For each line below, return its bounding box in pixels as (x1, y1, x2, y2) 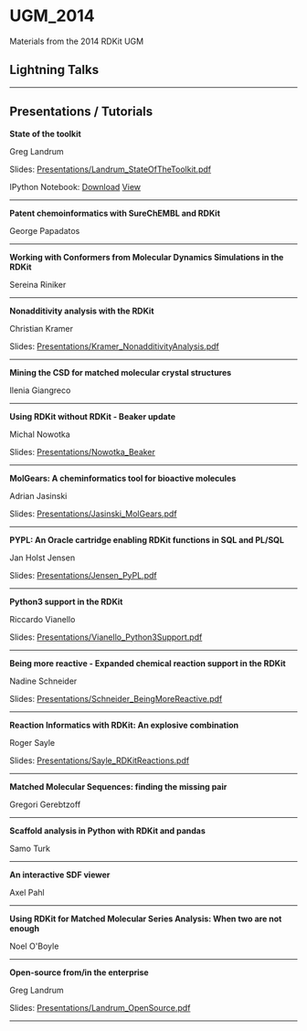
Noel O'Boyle (9, 941, 59, 951)
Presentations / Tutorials (9, 104, 153, 120)
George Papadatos (9, 225, 80, 236)
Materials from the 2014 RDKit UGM (9, 36, 144, 47)
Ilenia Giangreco (9, 385, 71, 396)
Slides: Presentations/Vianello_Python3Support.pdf (9, 632, 203, 643)
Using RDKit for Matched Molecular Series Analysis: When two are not (9, 913, 282, 924)
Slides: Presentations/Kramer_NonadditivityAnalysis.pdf (9, 340, 219, 352)
